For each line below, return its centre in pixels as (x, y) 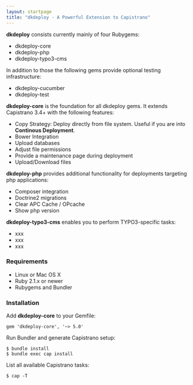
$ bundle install (28, 349)
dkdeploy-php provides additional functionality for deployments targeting (97, 173)
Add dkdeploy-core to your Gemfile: (51, 316)
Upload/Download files (43, 162)
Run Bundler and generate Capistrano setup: (61, 338)
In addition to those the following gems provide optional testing (83, 70)
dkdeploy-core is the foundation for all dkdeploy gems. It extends (87, 106)
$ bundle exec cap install (40, 354)
